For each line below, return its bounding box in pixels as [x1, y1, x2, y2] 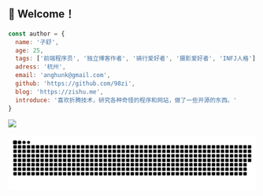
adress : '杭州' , [15, 63, 66, 71]
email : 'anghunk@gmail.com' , [15, 72, 111, 80]
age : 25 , [15, 46, 44, 54]
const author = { [8, 30, 65, 38]
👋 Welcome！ [8, 7, 76, 21]
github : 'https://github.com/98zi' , [15, 80, 135, 88]
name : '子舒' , [15, 38, 59, 46]
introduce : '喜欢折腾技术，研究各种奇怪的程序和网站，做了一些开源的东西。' [15, 96, 238, 104]
